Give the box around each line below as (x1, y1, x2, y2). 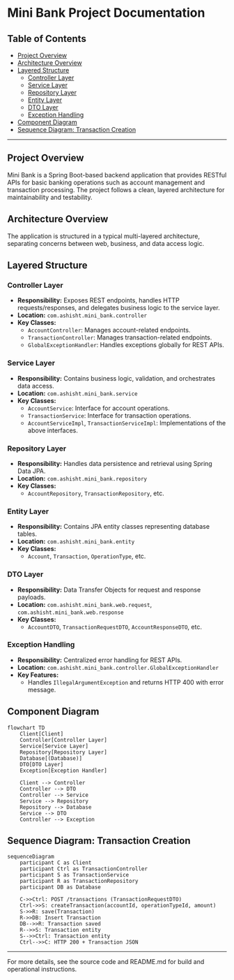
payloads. (17, 592, 46, 601)
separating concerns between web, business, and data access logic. (7, 239, 204, 247)
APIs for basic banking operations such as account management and (7, 178, 205, 187)
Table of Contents (7, 33, 87, 45)
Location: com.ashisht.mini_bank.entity (17, 537, 135, 546)
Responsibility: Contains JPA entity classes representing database (17, 522, 210, 531)
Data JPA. (17, 467, 46, 475)
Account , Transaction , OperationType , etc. (27, 552, 146, 560)
